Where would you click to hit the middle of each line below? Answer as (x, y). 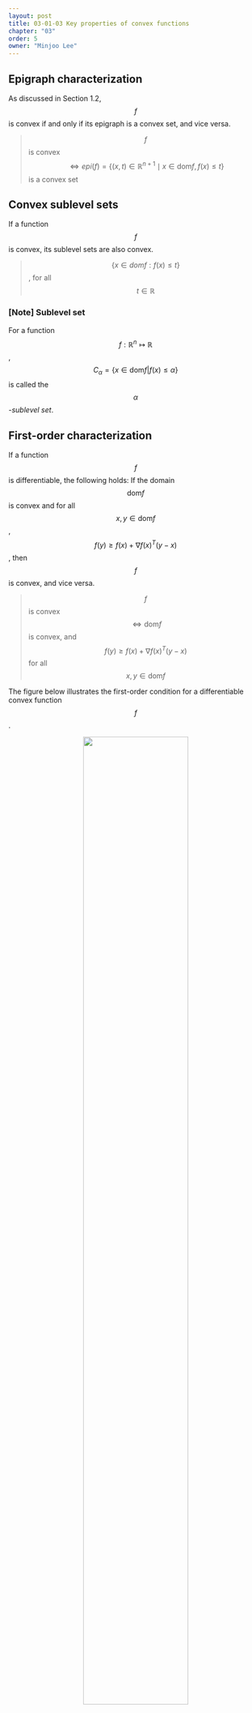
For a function (31, 330)
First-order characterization (80, 436)
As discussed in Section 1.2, (55, 98)
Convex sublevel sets (63, 205)
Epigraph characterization (76, 79)
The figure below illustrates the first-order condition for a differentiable (126, 692)
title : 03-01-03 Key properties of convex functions (99, 23)
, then (18, 557)
